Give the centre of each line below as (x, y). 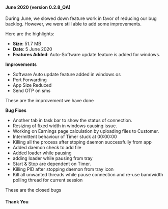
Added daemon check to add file (47, 148)
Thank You (17, 201)
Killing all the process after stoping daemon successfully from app (82, 142)
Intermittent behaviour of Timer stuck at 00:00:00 (65, 137)
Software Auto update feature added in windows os (67, 75)
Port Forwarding (30, 80)
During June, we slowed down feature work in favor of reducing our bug (81, 18)
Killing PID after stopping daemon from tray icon (63, 169)
